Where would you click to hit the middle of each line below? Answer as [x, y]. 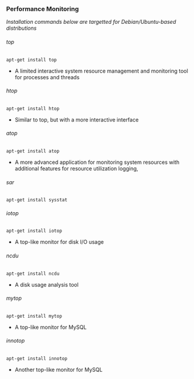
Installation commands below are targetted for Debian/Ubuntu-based [91, 22]
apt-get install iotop [34, 231]
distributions [21, 28]
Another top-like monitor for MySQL [58, 369]
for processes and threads [47, 77]
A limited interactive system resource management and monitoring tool [101, 71]
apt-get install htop [33, 108]
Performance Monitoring [42, 9]
